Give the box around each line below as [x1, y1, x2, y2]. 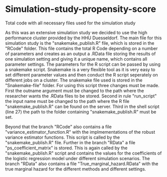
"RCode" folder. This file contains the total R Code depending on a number [5, 45, 158, 51]
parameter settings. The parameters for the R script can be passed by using [5, 61, 161, 67]
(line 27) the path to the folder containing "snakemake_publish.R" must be [5, 108, 157, 115]
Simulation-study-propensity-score [5, 3, 157, 15]
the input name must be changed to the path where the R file [5, 98, 130, 104]
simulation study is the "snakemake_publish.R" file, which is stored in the [5, 40, 155, 46]
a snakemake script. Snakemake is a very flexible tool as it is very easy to [5, 66, 156, 73]
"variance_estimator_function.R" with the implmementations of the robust [5, 129, 156, 135]
